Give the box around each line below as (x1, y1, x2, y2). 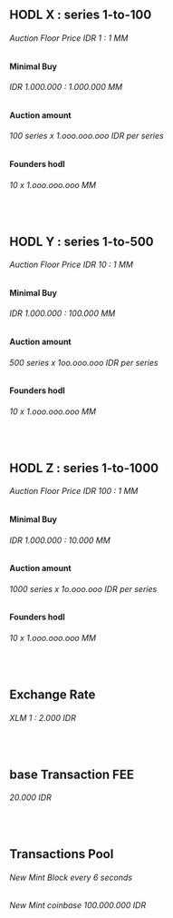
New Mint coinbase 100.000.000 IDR (9, 900, 147, 911)
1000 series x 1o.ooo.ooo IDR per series (9, 583, 158, 594)
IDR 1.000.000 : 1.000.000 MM (9, 82, 123, 93)
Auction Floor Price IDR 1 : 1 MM (9, 32, 129, 44)
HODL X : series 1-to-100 (9, 7, 152, 23)
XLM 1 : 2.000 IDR (9, 712, 77, 723)
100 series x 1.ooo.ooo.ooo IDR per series (9, 131, 165, 142)
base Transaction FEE (9, 766, 134, 782)
